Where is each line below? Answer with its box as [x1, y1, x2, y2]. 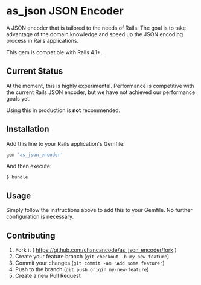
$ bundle [6, 174, 28, 180]
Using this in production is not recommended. [6, 107, 121, 114]
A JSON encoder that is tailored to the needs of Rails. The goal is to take [6, 24, 186, 31]
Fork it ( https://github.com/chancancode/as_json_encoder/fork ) [14, 246, 177, 254]
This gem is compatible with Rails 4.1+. [6, 48, 103, 55]
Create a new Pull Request [14, 272, 81, 280]
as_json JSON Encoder [6, 4, 124, 18]
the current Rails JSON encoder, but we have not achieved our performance [6, 89, 196, 96]
